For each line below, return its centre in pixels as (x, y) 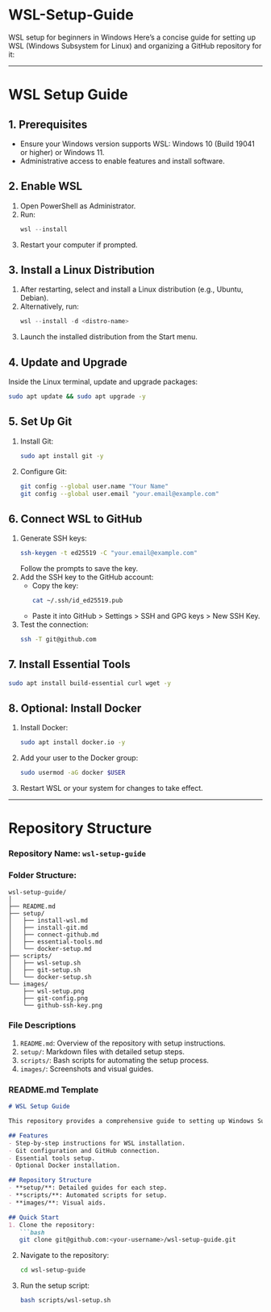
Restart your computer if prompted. (79, 245)
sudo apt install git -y (62, 456)
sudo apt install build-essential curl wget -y (90, 683)
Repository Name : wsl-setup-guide (77, 854)
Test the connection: (54, 624)
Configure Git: (43, 471)
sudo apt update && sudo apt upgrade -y (77, 397)
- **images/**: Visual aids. (57, 1203)
